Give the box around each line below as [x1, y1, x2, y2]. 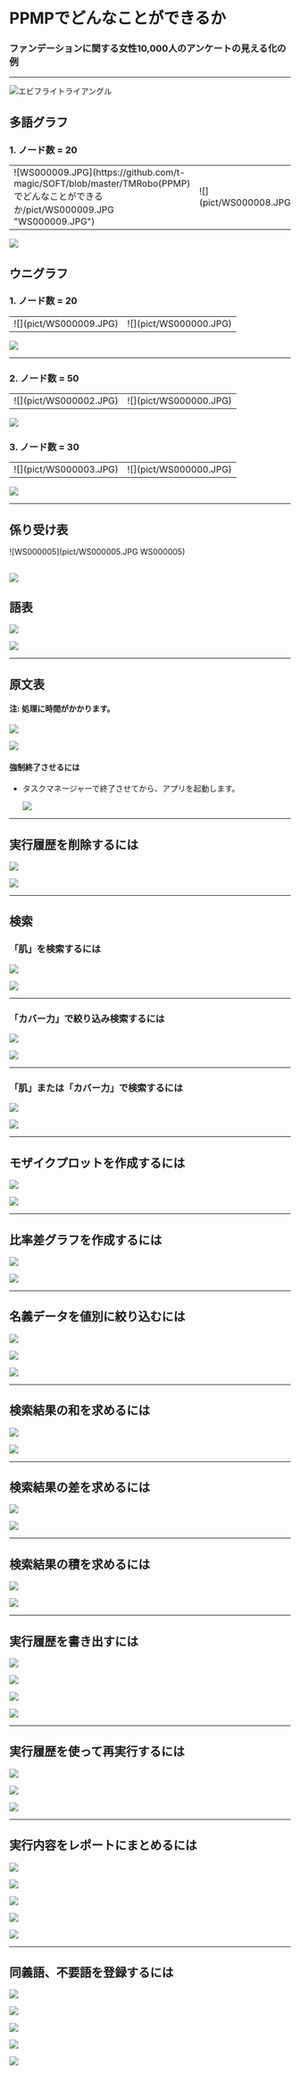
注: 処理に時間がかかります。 [9, 703, 115, 715]
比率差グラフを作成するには [9, 1232, 162, 1247]
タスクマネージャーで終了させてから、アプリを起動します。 [21, 783, 240, 794]
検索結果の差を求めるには [9, 1480, 150, 1494]
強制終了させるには [9, 761, 80, 773]
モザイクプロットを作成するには [9, 1155, 186, 1170]
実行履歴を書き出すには [9, 1634, 138, 1649]
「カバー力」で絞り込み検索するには [9, 1012, 165, 1025]
